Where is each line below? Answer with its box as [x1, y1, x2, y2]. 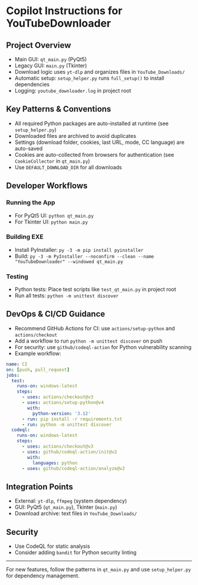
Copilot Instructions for [6, 4, 123, 18]
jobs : [6, 372, 19, 378]
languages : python [32, 460, 78, 466]
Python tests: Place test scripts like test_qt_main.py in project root [14, 286, 177, 293]
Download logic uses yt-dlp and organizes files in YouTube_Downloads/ [14, 68, 185, 75]
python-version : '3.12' [32, 410, 91, 416]
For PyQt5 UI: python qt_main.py [14, 212, 94, 219]
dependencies [14, 81, 50, 88]
